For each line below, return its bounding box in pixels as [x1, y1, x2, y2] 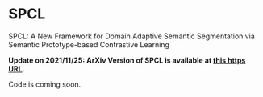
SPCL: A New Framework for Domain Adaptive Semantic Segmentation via [8, 31, 256, 41]
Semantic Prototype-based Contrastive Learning [8, 39, 169, 49]
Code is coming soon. [8, 79, 81, 89]
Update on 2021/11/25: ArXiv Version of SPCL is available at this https [8, 55, 246, 65]
